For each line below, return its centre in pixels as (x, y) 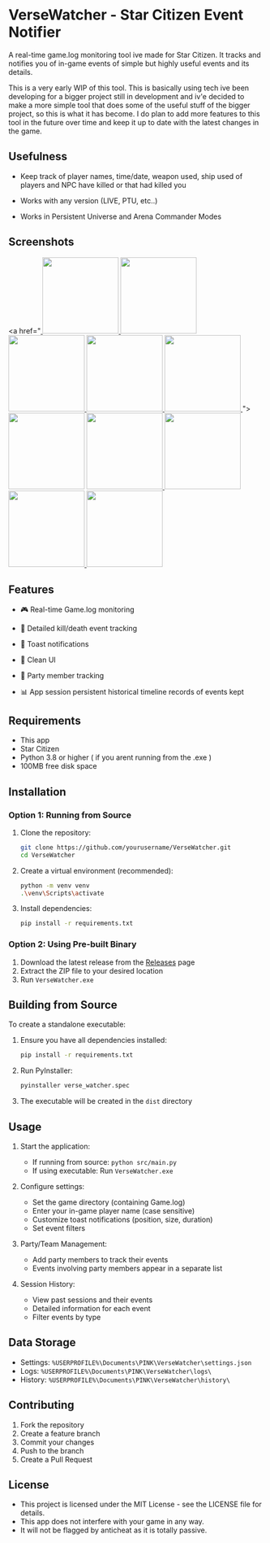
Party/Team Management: (64, 1244)
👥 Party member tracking (62, 676)
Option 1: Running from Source (70, 815)
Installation (37, 792)
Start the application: (55, 1146)
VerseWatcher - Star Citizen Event (126, 15)
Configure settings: (52, 1186)
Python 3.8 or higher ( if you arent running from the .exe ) (116, 757)
